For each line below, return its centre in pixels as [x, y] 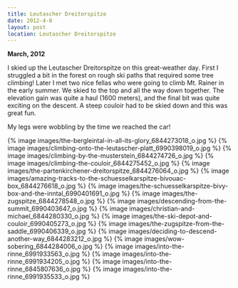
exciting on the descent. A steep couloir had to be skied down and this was [118, 106]
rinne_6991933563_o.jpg [43, 254]
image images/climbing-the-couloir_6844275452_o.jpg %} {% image [109, 164]
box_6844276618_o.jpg [42, 186]
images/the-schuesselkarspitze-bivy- [173, 186]
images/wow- [165, 239]
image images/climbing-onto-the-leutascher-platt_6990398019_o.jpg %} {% [119, 148]
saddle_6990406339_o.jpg [47, 231]
